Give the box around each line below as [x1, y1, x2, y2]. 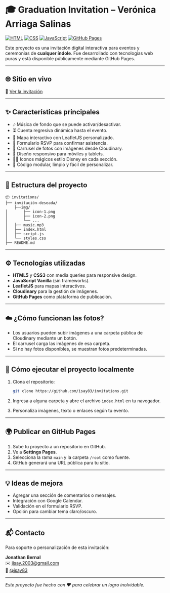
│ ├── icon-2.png [5, 214, 56, 219]
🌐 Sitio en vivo [5, 75, 52, 83]
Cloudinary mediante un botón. [12, 335, 77, 341]
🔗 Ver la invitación [5, 88, 43, 94]
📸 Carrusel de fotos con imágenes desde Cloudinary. [12, 145, 123, 151]
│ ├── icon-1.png [5, 209, 56, 215]
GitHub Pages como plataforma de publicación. [12, 294, 112, 300]
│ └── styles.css [5, 236, 47, 241]
